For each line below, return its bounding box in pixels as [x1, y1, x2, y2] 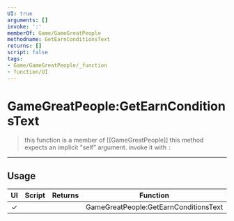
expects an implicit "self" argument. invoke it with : [24, 143, 172, 152]
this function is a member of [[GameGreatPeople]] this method [24, 136, 204, 145]
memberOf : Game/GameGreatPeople [7, 29, 101, 37]
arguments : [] [7, 17, 49, 24]
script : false [7, 49, 49, 56]
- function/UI [7, 68, 49, 75]
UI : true [7, 10, 33, 17]
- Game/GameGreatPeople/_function [7, 62, 108, 69]
